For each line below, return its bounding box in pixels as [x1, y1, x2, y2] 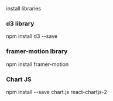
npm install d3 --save [6, 33, 58, 40]
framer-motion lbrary [6, 47, 68, 55]
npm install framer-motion [6, 61, 69, 68]
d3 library [6, 19, 35, 27]
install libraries [6, 5, 42, 12]
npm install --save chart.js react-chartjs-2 [6, 88, 107, 95]
